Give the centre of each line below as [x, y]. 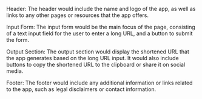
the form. [18, 40]
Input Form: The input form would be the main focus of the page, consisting [101, 27]
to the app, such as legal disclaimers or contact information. [81, 89]
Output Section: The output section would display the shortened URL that [98, 52]
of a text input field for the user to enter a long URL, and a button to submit [99, 33]
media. [15, 71]
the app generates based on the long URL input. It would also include [93, 58]
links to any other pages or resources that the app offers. [78, 15]
